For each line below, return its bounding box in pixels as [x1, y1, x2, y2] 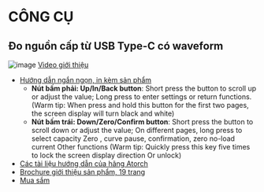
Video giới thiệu [38, 60, 89, 69]
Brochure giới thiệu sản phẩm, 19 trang [19, 168, 146, 176]
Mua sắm [19, 175, 50, 185]
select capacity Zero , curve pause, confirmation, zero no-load [31, 134, 235, 143]
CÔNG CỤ [8, 8, 74, 26]
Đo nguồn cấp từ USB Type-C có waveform [8, 39, 224, 53]
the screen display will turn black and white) [31, 109, 175, 118]
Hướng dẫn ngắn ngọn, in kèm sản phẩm [19, 76, 152, 84]
